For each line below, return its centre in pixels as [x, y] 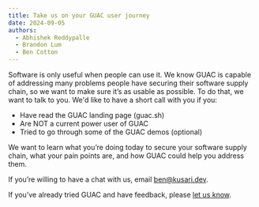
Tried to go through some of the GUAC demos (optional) [111, 132]
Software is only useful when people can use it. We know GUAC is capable [129, 75]
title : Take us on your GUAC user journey [79, 15]
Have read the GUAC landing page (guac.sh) [92, 115]
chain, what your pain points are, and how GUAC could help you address [126, 156]
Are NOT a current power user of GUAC [84, 124]
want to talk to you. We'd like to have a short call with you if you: [113, 100]
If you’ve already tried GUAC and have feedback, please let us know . [120, 195]
